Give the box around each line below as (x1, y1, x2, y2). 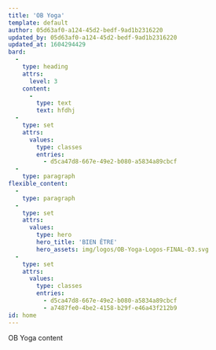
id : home (8, 311, 37, 319)
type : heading (22, 63, 68, 71)
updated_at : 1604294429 (8, 41, 86, 49)
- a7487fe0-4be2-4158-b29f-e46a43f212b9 (42, 304, 178, 311)
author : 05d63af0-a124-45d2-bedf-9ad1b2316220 (8, 26, 163, 34)
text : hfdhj (36, 107, 76, 115)
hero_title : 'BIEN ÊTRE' (36, 238, 118, 246)
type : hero (36, 231, 72, 239)
